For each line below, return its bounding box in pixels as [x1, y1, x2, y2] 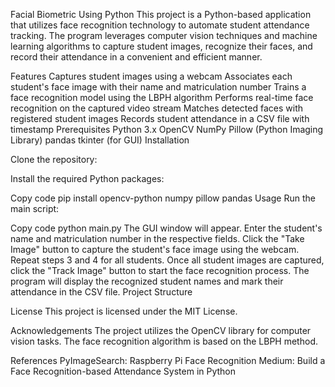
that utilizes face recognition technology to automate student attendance [10, 19, 310, 31]
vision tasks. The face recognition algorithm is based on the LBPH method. [10, 335, 318, 347]
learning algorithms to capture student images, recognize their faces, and [10, 40, 313, 52]
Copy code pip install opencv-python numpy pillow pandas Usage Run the [10, 192, 316, 204]
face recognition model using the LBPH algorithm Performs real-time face [10, 92, 314, 103]
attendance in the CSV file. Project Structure [10, 286, 193, 298]
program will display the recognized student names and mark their [10, 275, 284, 287]
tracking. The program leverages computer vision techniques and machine [10, 30, 318, 41]
